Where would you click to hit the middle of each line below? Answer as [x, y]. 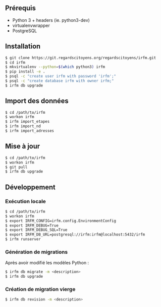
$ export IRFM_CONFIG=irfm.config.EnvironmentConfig [61, 221]
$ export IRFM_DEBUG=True [32, 226]
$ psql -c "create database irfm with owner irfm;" [59, 81]
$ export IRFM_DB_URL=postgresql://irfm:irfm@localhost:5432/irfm [75, 235]
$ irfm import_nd [23, 126]
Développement [30, 187]
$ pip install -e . [25, 72]
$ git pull [16, 167]
